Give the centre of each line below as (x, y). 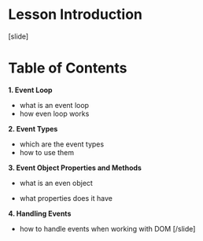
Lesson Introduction (76, 15)
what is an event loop (54, 105)
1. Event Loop (30, 90)
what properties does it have (66, 198)
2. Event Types (33, 128)
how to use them (47, 152)
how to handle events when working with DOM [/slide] (107, 228)
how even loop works (54, 113)
